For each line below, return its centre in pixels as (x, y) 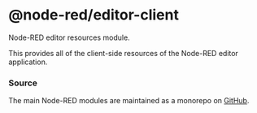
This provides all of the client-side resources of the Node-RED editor (123, 53)
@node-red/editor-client (94, 15)
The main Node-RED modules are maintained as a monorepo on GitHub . (129, 101)
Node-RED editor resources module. (69, 37)
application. (28, 62)
